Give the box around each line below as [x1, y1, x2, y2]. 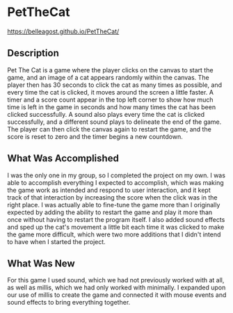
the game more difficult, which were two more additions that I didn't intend [7, 230, 221, 239]
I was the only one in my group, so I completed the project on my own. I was [7, 171, 226, 179]
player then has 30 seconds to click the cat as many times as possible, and [7, 81, 223, 89]
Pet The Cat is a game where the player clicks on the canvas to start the [7, 65, 214, 74]
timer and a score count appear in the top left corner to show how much [7, 95, 214, 104]
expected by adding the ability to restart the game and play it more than [7, 208, 213, 216]
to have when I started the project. [7, 237, 106, 246]
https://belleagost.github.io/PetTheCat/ [7, 27, 120, 35]
